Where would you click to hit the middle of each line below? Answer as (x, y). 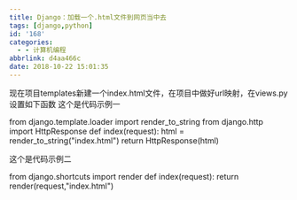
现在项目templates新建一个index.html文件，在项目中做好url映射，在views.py (148, 93)
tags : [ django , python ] (51, 26)
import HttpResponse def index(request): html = (97, 131)
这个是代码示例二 (40, 158)
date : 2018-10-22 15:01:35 (59, 67)
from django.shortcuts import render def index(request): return (124, 176)
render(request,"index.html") (62, 186)
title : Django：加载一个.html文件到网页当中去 (88, 17)
